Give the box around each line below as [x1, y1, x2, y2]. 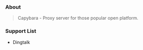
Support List [5, 28, 37, 35]
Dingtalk [12, 39, 30, 45]
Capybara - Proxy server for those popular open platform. [17, 15, 138, 21]
